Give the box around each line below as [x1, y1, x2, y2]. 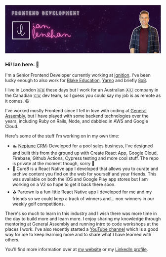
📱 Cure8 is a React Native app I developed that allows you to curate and [12, 166, 159, 171]
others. [5, 237, 20, 243]
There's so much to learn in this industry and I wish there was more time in [5, 210, 157, 216]
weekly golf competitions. [12, 201, 65, 207]
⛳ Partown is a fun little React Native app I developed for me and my [12, 189, 152, 195]
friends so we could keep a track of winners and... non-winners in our [12, 195, 155, 202]
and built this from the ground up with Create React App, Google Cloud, [12, 150, 158, 156]
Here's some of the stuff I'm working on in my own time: [5, 133, 120, 139]
